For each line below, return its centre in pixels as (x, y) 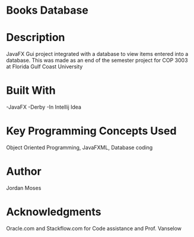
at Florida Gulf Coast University (44, 67)
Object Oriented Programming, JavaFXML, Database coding (79, 147)
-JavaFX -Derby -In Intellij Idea (44, 107)
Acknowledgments (54, 212)
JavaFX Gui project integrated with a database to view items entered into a (97, 54)
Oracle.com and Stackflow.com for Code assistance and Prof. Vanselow (94, 228)
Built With (31, 91)
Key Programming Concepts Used (91, 131)
